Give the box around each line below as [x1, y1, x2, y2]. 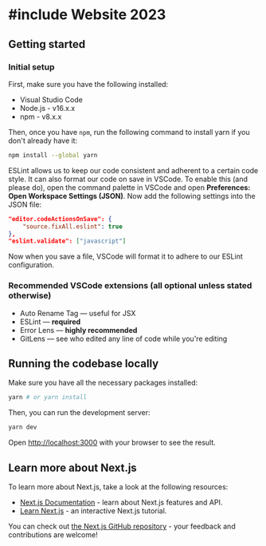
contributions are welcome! [8, 529, 98, 540]
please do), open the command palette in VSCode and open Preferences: [8, 182, 251, 192]
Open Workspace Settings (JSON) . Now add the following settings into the [8, 191, 256, 200]
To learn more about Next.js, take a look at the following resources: [8, 481, 229, 492]
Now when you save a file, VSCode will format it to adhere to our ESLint [8, 251, 243, 261]
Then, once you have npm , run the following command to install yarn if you [8, 127, 250, 136]
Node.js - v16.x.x [19, 103, 76, 113]
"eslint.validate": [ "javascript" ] [8, 237, 127, 245]
